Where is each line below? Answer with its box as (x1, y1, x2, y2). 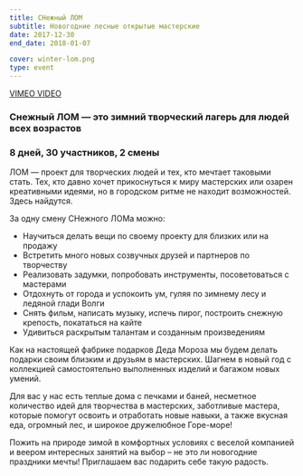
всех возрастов (9, 121, 81, 134)
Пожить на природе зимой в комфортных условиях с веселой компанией (9, 437, 295, 448)
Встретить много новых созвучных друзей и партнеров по (22, 250, 251, 261)
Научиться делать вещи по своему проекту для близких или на (22, 231, 270, 242)
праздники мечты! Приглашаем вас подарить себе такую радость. (9, 456, 269, 467)
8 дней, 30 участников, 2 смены (9, 146, 160, 158)
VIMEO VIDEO (9, 88, 62, 99)
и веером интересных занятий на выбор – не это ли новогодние (9, 447, 258, 458)
